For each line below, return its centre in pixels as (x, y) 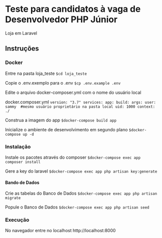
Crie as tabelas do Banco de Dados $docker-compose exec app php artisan (81, 193)
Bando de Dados (22, 182)
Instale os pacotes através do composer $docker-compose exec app (73, 157)
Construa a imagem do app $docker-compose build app (61, 120)
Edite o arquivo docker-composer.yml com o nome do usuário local (73, 92)
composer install (23, 162)
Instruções (22, 48)
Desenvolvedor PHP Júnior (61, 19)
